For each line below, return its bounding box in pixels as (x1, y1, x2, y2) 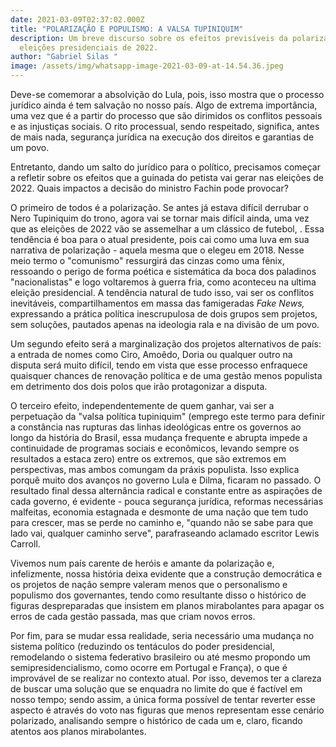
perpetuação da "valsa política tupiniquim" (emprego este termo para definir (10, 411, 325, 422)
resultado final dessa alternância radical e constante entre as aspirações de (10, 485, 323, 496)
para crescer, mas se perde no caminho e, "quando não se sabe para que (10, 517, 314, 528)
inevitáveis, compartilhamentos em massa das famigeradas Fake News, (10, 297, 305, 309)
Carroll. (10, 538, 41, 550)
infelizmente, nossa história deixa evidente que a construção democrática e (10, 568, 323, 580)
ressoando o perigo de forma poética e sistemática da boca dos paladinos (10, 266, 317, 277)
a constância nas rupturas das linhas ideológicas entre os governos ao (10, 421, 302, 433)
